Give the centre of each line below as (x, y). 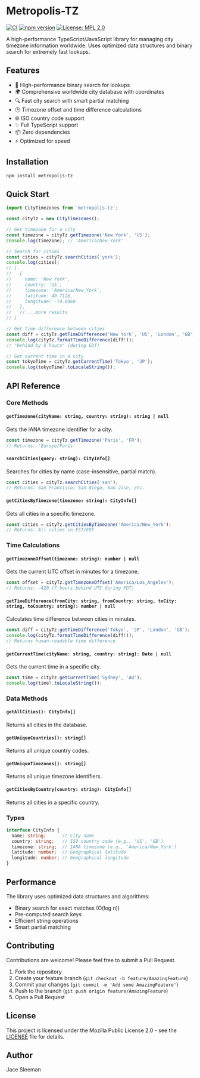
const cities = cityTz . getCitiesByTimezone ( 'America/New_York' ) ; (89, 524)
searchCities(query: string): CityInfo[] (58, 458)
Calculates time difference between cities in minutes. (71, 619)
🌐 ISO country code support (49, 118)
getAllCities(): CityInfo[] (41, 712)
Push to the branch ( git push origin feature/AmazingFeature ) (91, 991)
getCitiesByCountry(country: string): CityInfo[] (69, 790)
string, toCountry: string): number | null (61, 606)
